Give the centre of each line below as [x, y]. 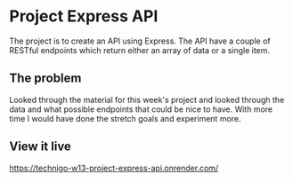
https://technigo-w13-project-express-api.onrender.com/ [114, 168]
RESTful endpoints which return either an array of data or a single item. [139, 50]
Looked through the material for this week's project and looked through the [147, 99]
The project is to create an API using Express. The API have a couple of [140, 41]
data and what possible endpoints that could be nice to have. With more [141, 109]
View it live [40, 147]
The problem [45, 79]
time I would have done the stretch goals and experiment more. [126, 118]
